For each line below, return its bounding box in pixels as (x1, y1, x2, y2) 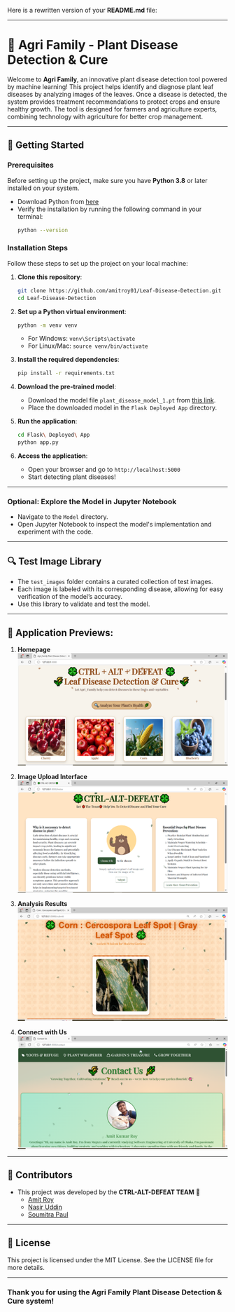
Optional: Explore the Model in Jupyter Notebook (7, 496, 177, 506)
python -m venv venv (17, 322, 78, 329)
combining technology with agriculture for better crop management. (7, 112, 204, 121)
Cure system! (7, 1296, 55, 1306)
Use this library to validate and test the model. (17, 600, 150, 609)
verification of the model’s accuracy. (17, 593, 122, 601)
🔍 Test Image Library (7, 555, 102, 567)
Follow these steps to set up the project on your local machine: (7, 259, 188, 267)
